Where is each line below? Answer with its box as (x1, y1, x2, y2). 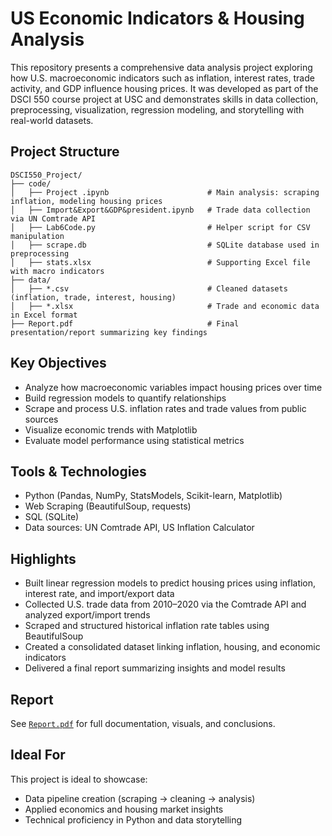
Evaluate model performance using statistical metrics (24, 434, 245, 446)
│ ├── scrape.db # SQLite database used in (10, 240, 320, 250)
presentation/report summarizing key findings (10, 327, 208, 337)
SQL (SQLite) (24, 511, 80, 523)
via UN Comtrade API (10, 213, 97, 224)
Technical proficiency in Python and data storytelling (24, 813, 243, 826)
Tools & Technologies (10, 463, 147, 480)
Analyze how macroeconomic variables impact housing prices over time (24, 381, 323, 393)
